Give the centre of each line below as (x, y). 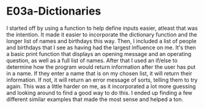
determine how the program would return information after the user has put (101, 67)
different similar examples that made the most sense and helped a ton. (95, 99)
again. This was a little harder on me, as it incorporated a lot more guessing (101, 86)
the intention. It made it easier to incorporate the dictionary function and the (102, 34)
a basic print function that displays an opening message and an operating (99, 54)
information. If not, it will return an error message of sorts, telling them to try (102, 80)
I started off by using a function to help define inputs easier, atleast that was (102, 28)
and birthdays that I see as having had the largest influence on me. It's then (101, 47)
